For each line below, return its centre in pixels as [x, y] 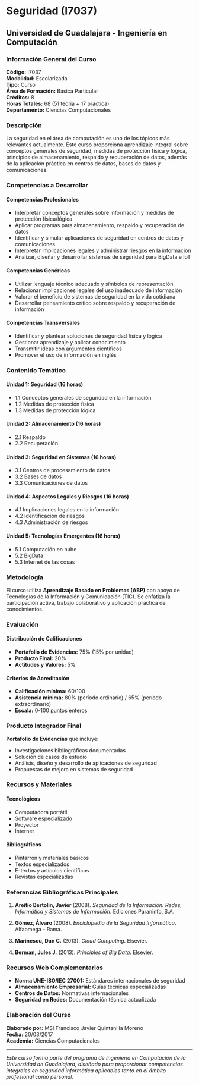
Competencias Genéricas [38, 270]
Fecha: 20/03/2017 [30, 1034]
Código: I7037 [24, 72]
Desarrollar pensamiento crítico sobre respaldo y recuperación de [95, 303]
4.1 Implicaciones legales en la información [67, 510]
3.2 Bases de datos [38, 476]
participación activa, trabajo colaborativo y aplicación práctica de [86, 602]
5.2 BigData [29, 555]
